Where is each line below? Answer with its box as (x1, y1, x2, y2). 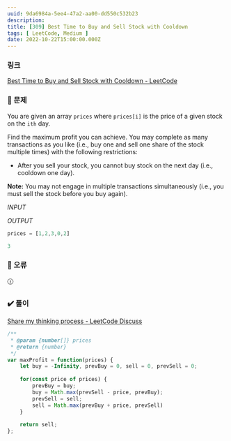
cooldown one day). (17, 168, 75, 177)
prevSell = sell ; (32, 395, 82, 402)
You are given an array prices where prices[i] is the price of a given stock (7, 112, 223, 120)
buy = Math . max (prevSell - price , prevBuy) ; (32, 389, 164, 396)
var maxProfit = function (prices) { (7, 357, 113, 364)
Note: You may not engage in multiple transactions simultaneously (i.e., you (7, 182, 224, 190)
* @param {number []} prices (10, 336, 92, 344)
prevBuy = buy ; (32, 382, 77, 389)
